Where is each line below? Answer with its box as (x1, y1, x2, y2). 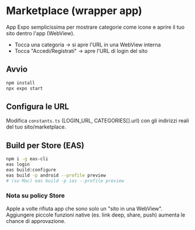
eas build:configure (6, 167, 57, 172)
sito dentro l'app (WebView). (6, 29, 75, 36)
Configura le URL (6, 102, 69, 111)
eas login (6, 161, 30, 167)
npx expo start (6, 85, 43, 92)
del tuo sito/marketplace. (6, 123, 66, 130)
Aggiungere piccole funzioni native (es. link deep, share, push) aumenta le (6, 211, 186, 218)
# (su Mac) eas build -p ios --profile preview (6, 178, 125, 184)
